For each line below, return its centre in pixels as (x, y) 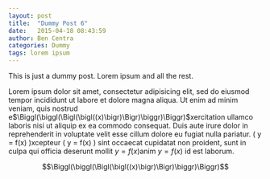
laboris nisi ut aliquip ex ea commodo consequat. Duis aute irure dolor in (128, 126)
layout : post (30, 16)
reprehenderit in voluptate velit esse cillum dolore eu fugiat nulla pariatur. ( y (135, 134)
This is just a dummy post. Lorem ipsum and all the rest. (101, 76)
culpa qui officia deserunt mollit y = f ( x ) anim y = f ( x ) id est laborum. (122, 151)
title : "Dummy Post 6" (48, 23)
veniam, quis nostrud (43, 108)
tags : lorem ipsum (39, 53)
